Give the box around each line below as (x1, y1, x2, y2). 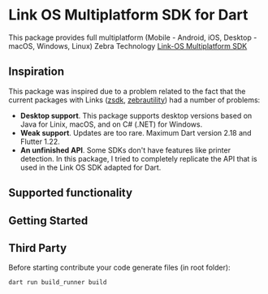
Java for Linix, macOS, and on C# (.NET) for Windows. (19, 119, 203, 129)
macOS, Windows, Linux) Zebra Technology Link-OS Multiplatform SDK (8, 41, 248, 50)
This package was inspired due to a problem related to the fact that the (8, 86, 246, 96)
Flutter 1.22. (19, 136, 60, 146)
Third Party (8, 241, 67, 255)
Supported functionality (8, 186, 132, 200)
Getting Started (8, 214, 89, 227)
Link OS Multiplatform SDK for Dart (8, 6, 249, 24)
